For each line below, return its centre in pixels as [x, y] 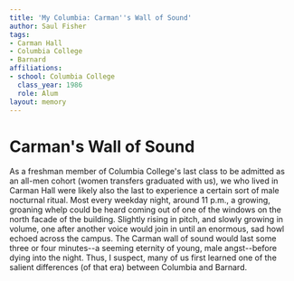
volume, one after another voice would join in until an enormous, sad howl [147, 229]
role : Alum [38, 93]
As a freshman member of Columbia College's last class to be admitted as [147, 172]
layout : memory [38, 102]
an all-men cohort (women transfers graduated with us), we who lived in [144, 181]
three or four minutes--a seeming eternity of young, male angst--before [143, 248]
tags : [19, 34]
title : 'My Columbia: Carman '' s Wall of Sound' [101, 18]
